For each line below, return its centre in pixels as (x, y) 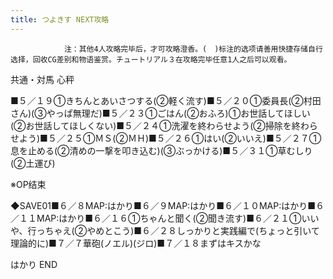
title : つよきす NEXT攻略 (60, 19)
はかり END (34, 264)
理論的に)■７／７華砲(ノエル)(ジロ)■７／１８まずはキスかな (136, 243)
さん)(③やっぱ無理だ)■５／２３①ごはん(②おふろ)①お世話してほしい (160, 113)
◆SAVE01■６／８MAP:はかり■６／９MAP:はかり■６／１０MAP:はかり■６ (167, 205)
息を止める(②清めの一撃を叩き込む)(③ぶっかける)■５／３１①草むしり (161, 150)
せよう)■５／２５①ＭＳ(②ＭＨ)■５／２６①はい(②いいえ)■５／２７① (166, 138)
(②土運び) (33, 163)
